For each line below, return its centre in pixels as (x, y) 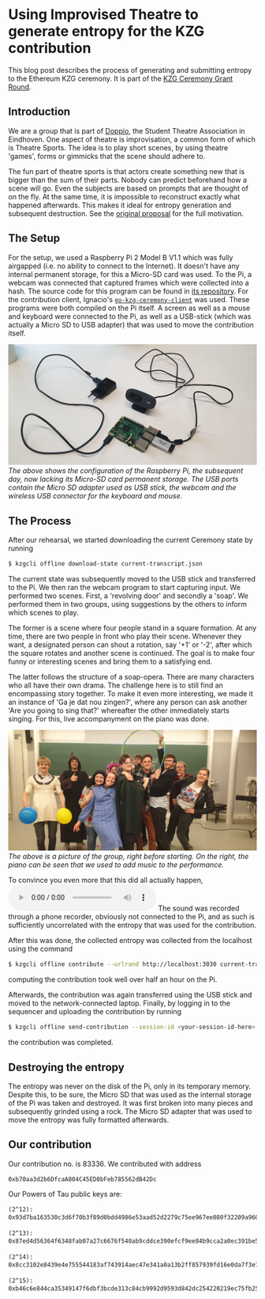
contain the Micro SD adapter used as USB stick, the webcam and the (122, 487)
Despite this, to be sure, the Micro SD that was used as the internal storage (130, 1095)
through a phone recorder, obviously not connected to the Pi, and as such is (131, 917)
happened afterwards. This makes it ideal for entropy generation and (120, 205)
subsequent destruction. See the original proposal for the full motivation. (126, 213)
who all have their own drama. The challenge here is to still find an (116, 685)
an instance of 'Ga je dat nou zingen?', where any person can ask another (128, 702)
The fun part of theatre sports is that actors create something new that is (127, 171)
